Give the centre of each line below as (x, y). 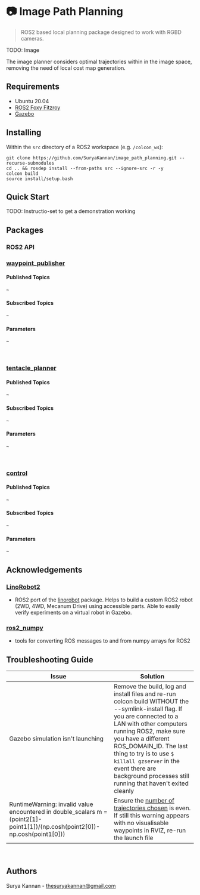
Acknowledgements (44, 570)
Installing (24, 133)
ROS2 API (20, 247)
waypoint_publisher (36, 263)
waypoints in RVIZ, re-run (150, 831)
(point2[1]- (26, 819)
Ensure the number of (144, 801)
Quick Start (28, 197)
